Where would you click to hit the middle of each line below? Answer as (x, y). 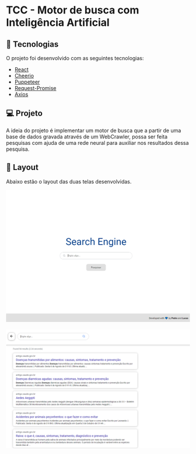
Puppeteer (27, 82)
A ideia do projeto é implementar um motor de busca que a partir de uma (94, 130)
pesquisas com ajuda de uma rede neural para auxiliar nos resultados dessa (97, 143)
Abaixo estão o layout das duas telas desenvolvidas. (69, 181)
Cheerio (24, 76)
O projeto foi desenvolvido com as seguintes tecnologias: (75, 58)
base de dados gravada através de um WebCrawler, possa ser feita (87, 136)
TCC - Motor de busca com (73, 10)
